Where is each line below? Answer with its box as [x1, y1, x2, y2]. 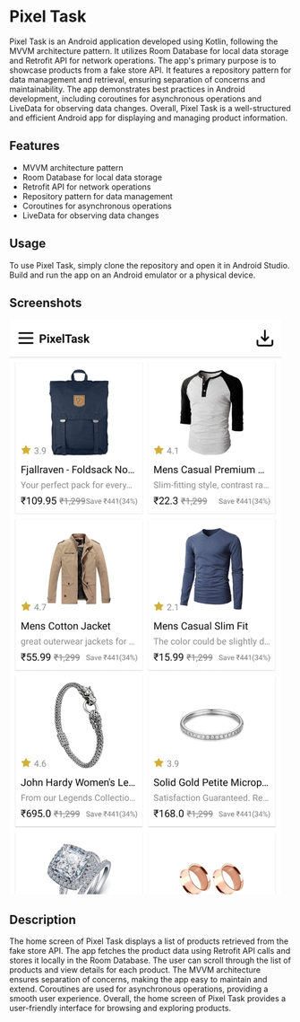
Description [9, 912, 76, 927]
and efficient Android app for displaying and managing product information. [9, 112, 288, 123]
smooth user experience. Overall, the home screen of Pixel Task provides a [9, 993, 287, 1004]
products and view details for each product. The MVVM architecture [9, 965, 261, 975]
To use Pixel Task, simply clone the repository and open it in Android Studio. [9, 260, 290, 270]
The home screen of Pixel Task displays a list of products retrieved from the [9, 936, 289, 947]
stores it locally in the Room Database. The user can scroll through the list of [9, 955, 291, 966]
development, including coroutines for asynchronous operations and [9, 93, 262, 104]
